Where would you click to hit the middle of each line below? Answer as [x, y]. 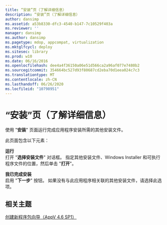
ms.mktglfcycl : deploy [29, 47]
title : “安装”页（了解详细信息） [36, 10]
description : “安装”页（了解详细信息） [42, 14]
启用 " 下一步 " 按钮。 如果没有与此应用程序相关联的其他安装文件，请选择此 [81, 180]
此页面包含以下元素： [27, 140]
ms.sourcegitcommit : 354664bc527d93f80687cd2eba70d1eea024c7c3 [72, 70]
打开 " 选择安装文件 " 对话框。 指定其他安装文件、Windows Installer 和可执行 [83, 157]
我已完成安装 [18, 174]
